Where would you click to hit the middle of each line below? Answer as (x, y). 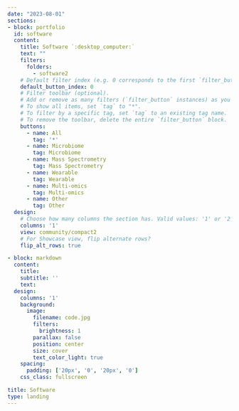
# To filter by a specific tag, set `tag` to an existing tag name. (124, 113)
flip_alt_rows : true (51, 245)
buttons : (33, 126)
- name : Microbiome (55, 146)
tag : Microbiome (57, 153)
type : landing (28, 396)
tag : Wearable (54, 179)
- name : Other (47, 199)
